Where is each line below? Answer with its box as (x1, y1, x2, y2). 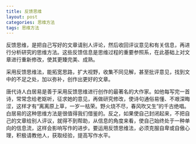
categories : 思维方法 (6, 19, 55, 25)
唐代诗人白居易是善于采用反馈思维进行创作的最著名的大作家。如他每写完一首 (6, 88, 190, 95)
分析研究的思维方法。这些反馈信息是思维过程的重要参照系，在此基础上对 (10, 49, 185, 56)
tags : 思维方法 (6, 24, 40, 31)
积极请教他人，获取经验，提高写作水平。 (16, 132, 114, 139)
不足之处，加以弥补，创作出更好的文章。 (16, 76, 114, 83)
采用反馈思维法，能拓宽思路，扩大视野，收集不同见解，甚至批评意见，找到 (6, 68, 185, 76)
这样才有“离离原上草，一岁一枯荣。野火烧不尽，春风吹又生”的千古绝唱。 (16, 103, 190, 110)
